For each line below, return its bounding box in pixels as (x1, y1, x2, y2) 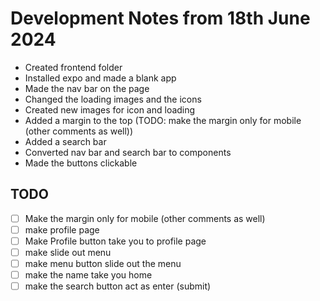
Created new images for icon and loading (24, 103, 196, 116)
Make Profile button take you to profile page (24, 235, 207, 247)
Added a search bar (24, 135, 107, 147)
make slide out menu (24, 246, 112, 258)
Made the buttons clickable (24, 157, 138, 169)
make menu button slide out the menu (24, 258, 182, 269)
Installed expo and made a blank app (24, 72, 177, 84)
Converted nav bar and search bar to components (24, 146, 232, 158)
